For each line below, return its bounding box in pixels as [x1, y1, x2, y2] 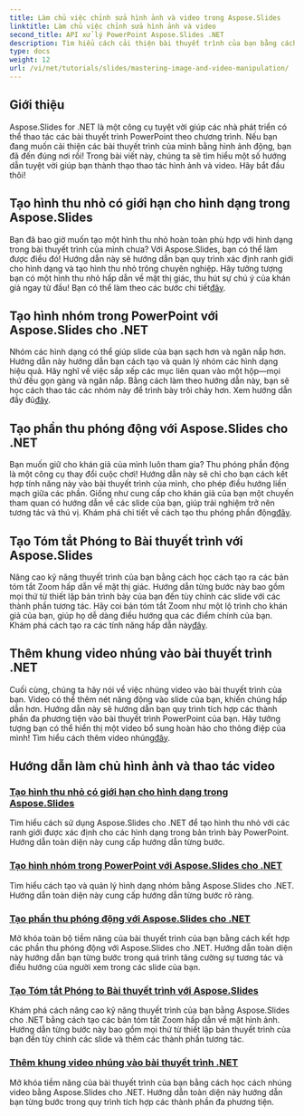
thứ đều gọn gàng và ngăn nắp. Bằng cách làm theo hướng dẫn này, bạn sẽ [9, 375, 290, 386]
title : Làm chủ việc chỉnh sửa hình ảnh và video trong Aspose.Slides [9, 13, 281, 23]
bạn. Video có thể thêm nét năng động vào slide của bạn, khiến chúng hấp [9, 694, 288, 705]
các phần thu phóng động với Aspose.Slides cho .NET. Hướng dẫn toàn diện [9, 943, 293, 954]
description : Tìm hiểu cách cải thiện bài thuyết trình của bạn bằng [9, 38, 278, 48]
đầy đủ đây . [9, 395, 52, 406]
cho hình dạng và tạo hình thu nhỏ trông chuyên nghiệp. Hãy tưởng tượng [9, 263, 283, 274]
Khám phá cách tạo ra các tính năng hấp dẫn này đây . [9, 620, 208, 630]
